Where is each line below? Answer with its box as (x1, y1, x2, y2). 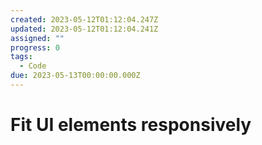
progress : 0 (10, 42, 60, 53)
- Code (19, 61, 47, 71)
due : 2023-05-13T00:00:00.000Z (10, 71, 141, 81)
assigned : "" (10, 33, 65, 43)
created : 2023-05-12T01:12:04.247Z (10, 14, 159, 25)
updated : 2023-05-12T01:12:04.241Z (10, 24, 159, 34)
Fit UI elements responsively (10, 114, 252, 136)
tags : (10, 52, 33, 62)
